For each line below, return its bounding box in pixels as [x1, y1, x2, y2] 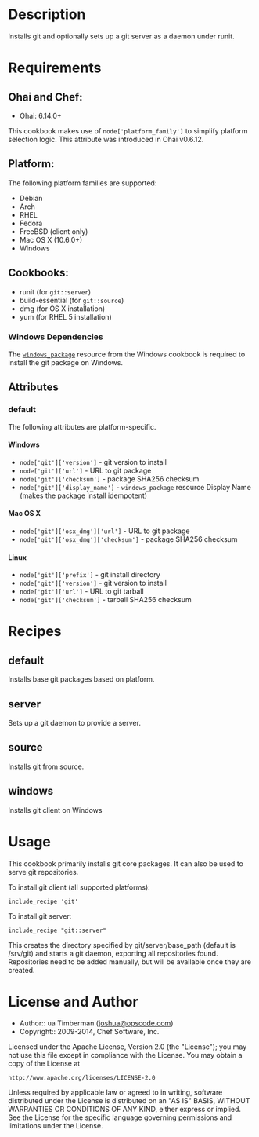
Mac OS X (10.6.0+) [19, 235, 83, 244]
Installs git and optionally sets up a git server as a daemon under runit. [8, 31, 235, 41]
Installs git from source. [8, 762, 85, 771]
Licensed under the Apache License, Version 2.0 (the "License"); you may [8, 1042, 247, 1051]
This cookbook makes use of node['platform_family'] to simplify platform [8, 126, 248, 135]
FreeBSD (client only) [19, 226, 88, 236]
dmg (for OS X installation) [19, 304, 106, 313]
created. [8, 965, 35, 974]
